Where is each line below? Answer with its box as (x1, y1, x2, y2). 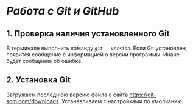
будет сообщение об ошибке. (6, 58, 83, 64)
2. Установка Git (6, 75, 71, 86)
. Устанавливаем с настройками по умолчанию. (58, 97, 184, 104)
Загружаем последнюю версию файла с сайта (6, 91, 128, 98)
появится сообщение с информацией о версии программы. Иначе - (6, 51, 184, 58)
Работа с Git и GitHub (6, 4, 119, 18)
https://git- (129, 91, 156, 98)
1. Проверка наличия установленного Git (6, 29, 170, 39)
